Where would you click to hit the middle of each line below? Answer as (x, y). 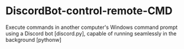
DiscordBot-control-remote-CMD (89, 11)
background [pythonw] (33, 40)
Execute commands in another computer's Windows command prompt (92, 27)
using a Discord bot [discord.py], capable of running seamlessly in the (91, 33)
